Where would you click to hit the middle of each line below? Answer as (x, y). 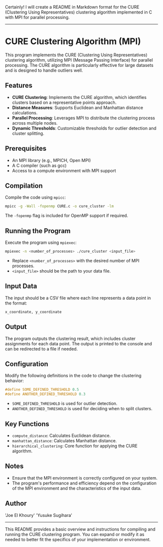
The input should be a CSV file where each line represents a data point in (78, 298)
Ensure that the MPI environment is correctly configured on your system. (85, 478)
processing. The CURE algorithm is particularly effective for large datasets (79, 65)
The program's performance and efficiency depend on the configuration (84, 483)
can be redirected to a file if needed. (41, 349)
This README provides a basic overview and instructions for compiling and (80, 529)
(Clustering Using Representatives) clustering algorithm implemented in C (79, 12)
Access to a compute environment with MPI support (64, 170)
